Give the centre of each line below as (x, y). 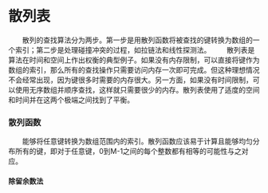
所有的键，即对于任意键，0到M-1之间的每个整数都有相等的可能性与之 (128, 152)
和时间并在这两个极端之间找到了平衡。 (71, 100)
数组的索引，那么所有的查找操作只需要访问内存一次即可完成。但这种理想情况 (134, 69)
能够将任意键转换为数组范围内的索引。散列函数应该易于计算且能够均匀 (137, 141)
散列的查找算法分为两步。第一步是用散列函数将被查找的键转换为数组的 (137, 40)
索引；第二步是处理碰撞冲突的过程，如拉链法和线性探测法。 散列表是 (135, 49)
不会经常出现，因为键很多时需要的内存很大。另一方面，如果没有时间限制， (130, 80)
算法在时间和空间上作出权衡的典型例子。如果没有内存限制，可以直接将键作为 (134, 60)
